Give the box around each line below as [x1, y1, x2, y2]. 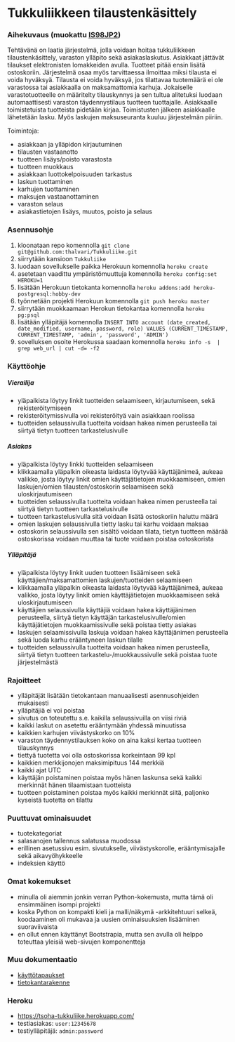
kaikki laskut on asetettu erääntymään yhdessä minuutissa [17, 721, 187, 730]
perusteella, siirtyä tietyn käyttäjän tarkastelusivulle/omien [17, 613, 186, 621]
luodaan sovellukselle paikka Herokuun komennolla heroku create [17, 262, 208, 270]
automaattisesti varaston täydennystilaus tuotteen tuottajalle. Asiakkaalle [7, 98, 217, 107]
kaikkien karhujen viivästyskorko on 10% [17, 728, 135, 737]
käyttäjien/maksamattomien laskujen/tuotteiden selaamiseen [17, 576, 193, 584]
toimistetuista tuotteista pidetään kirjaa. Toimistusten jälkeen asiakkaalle [7, 105, 215, 114]
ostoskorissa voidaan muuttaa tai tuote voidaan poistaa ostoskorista [17, 534, 214, 543]
